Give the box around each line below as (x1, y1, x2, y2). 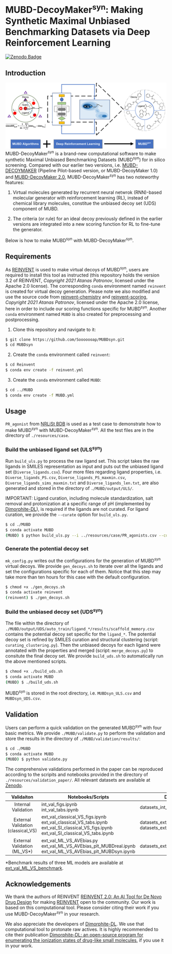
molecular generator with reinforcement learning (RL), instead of (12, 194, 149, 201)
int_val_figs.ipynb (41, 801, 78, 807)
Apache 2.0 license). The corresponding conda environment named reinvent (5, 283, 166, 289)
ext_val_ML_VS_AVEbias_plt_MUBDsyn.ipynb (41, 848, 136, 854)
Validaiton (11, 793, 34, 800)
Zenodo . (5, 782, 23, 789)
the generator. (12, 226, 43, 232)
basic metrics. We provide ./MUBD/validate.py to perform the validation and (5, 730, 165, 736)
